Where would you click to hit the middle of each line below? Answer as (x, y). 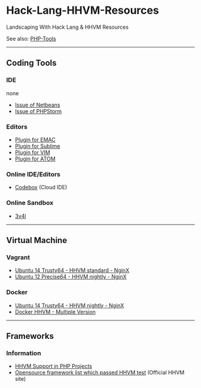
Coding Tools (31, 63)
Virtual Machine (37, 240)
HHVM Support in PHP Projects (54, 366)
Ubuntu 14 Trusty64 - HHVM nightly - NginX (69, 305)
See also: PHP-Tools (31, 38)
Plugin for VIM (33, 152)
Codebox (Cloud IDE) (41, 187)
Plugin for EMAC (35, 140)
